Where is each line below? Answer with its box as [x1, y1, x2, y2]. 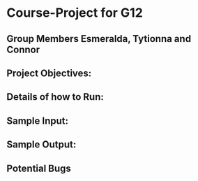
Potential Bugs [6, 162, 71, 174]
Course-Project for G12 [6, 5, 144, 21]
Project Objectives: [6, 67, 92, 79]
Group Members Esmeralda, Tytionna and [6, 33, 192, 45]
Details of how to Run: [6, 91, 104, 103]
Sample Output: [6, 138, 77, 151]
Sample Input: [6, 115, 69, 126]
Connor [6, 43, 40, 55]
